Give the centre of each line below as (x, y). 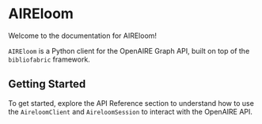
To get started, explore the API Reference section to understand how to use (131, 103)
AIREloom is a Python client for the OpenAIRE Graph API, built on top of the (129, 51)
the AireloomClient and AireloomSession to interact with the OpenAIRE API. (131, 111)
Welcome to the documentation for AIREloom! (82, 36)
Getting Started (47, 84)
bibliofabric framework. (49, 59)
